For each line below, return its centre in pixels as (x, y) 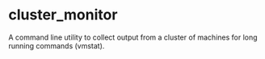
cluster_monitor (63, 15)
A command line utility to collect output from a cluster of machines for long (133, 37)
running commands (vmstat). (57, 45)
